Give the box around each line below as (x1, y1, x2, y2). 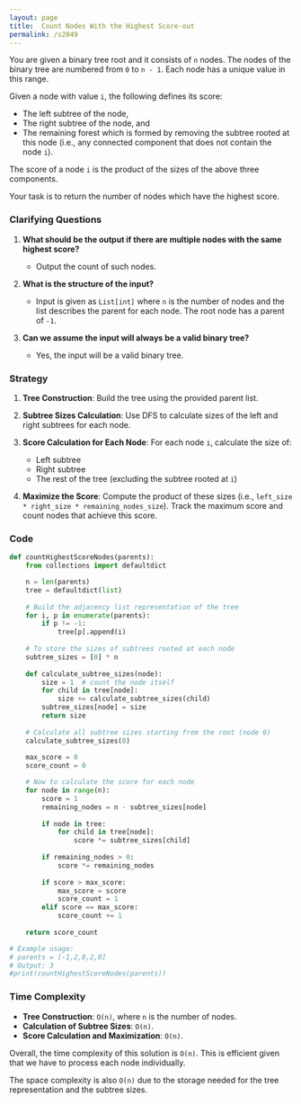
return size (41, 711, 87, 720)
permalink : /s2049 (9, 30, 78, 39)
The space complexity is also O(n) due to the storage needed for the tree (9, 1074, 279, 1085)
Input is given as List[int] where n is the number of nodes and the (35, 296, 285, 307)
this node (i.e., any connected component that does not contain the (22, 137, 272, 148)
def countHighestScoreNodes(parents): (9, 553, 155, 562)
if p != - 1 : (41, 619, 87, 628)
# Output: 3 (9, 961, 54, 970)
